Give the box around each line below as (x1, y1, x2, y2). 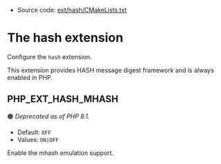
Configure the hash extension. (7, 52, 92, 61)
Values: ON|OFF (17, 135, 59, 143)
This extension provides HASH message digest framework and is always (7, 65, 215, 74)
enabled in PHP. (7, 73, 53, 81)
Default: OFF (17, 127, 51, 136)
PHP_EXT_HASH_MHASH (7, 93, 119, 105)
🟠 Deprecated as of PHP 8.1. (7, 112, 90, 120)
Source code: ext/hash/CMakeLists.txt (17, 6, 127, 14)
